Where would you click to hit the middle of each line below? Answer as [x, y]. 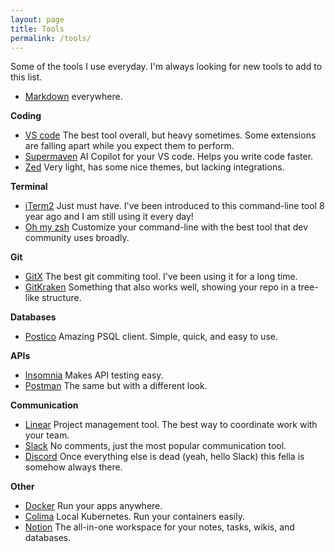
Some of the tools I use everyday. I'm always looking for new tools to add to [166, 67]
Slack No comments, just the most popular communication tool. [155, 446]
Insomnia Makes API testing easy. [94, 375]
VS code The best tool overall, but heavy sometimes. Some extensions [170, 135]
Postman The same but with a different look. [116, 386]
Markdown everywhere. [73, 97]
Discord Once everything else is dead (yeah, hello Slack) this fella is [164, 457]
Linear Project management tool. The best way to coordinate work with [171, 425]
